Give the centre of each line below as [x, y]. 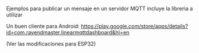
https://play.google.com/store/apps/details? [135, 26]
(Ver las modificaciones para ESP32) [51, 44]
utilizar [14, 15]
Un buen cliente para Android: [43, 26]
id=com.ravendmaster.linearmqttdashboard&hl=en [68, 32]
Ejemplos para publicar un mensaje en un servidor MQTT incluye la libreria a [99, 9]
